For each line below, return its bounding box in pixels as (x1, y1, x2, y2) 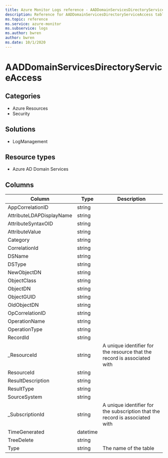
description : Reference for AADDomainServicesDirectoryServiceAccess (5, 12, 153, 17)
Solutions (5, 125, 36, 134)
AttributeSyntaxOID (7, 220, 53, 227)
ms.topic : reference (5, 17, 48, 22)
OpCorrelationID (7, 310, 46, 317)
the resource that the (102, 348, 152, 355)
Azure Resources (12, 105, 48, 111)
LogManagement (12, 138, 48, 144)
